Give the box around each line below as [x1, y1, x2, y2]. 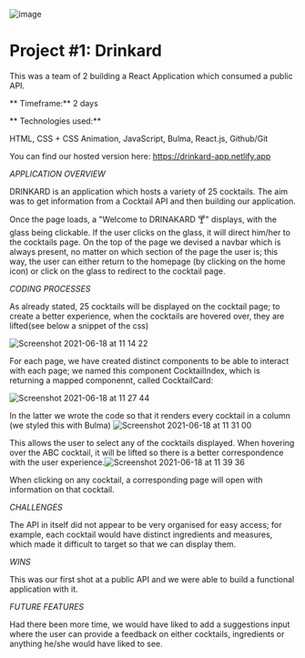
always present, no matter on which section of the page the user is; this [9, 246, 279, 257]
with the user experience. [9, 456, 106, 468]
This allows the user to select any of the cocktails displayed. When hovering [9, 437, 295, 448]
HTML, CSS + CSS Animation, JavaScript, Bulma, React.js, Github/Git [9, 133, 269, 144]
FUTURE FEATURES [9, 601, 85, 612]
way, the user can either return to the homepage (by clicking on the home [9, 256, 286, 267]
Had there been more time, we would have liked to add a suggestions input [9, 619, 290, 630]
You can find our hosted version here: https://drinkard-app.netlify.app [9, 150, 271, 161]
